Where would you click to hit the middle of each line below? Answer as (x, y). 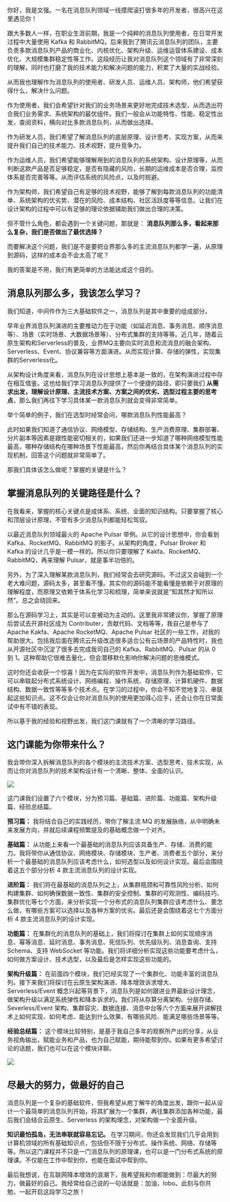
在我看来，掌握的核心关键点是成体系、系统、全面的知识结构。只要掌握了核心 (115, 511)
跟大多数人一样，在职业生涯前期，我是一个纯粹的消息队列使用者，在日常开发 (115, 33)
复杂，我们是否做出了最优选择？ (58, 232)
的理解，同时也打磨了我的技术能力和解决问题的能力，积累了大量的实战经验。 (115, 68)
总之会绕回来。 (43, 600)
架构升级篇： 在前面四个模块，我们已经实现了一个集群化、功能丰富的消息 (110, 974)
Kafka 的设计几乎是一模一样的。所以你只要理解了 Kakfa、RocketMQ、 (106, 551)
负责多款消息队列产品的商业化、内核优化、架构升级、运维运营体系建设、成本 (115, 50)
